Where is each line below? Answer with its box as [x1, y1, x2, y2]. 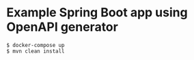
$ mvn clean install [6, 48, 66, 55]
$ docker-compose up [6, 42, 66, 48]
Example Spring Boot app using [6, 5, 189, 20]
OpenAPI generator [6, 19, 119, 35]
